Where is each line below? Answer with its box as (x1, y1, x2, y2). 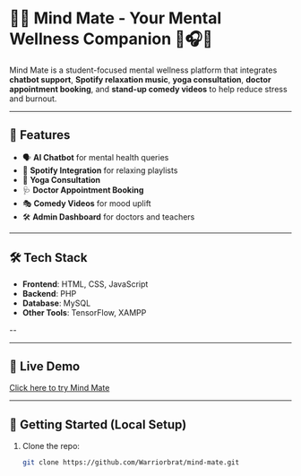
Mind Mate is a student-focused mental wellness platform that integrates (9, 65, 278, 75)
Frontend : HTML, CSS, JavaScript (21, 278, 149, 290)
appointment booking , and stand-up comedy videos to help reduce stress (9, 83, 288, 94)
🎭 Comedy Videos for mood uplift (21, 197, 151, 209)
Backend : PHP (21, 288, 77, 299)
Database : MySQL (21, 298, 91, 308)
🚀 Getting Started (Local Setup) (9, 417, 187, 432)
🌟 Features (9, 127, 71, 143)
